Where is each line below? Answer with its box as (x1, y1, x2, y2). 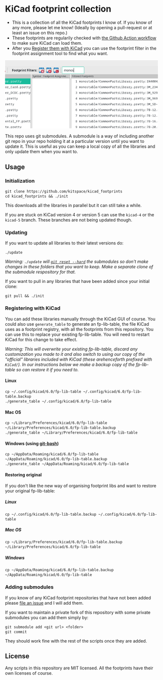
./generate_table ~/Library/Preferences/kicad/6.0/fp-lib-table (5, 430, 138, 436)
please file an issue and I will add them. (5, 600, 84, 606)
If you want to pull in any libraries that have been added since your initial (5, 279, 150, 284)
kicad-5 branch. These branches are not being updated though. (5, 217, 132, 223)
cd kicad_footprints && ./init (5, 194, 68, 199)
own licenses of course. (5, 670, 53, 676)
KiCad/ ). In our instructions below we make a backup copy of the (5, 361, 135, 367)
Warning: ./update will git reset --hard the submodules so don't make (5, 259, 149, 264)
